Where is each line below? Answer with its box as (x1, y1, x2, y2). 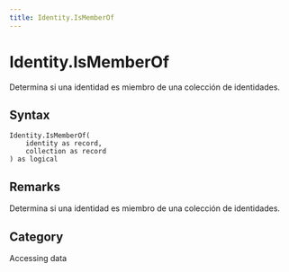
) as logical (9, 154, 59, 164)
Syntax (9, 107, 50, 122)
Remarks (9, 179, 61, 194)
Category (9, 229, 64, 244)
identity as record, (25, 139, 103, 148)
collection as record (25, 147, 106, 156)
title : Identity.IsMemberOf (9, 13, 115, 22)
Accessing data (9, 253, 68, 263)
